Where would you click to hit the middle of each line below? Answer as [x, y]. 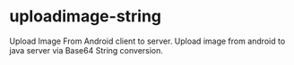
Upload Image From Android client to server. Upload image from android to [147, 41]
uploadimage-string [86, 16]
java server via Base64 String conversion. [86, 50]
